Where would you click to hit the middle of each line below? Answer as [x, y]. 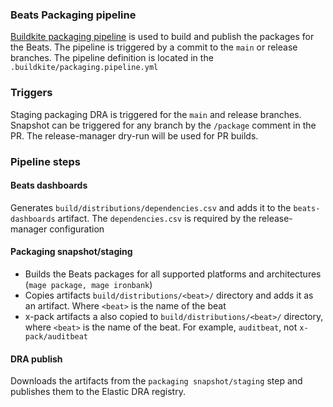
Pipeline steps [45, 161]
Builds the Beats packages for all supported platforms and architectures [173, 274]
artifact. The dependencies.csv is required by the [157, 218]
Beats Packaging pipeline [73, 15]
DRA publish [36, 359]
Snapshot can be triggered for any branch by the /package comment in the [163, 125]
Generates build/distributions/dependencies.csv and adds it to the [151, 207]
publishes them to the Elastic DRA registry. [98, 392]
